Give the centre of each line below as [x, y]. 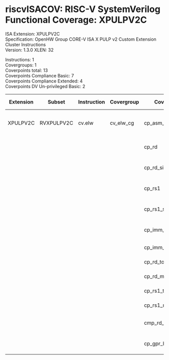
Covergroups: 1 [21, 65]
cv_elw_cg [122, 123]
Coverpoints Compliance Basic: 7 [40, 75]
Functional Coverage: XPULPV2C [76, 20]
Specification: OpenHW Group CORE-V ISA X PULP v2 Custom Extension [81, 39]
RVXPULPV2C [56, 123]
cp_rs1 [152, 188]
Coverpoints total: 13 [27, 70]
